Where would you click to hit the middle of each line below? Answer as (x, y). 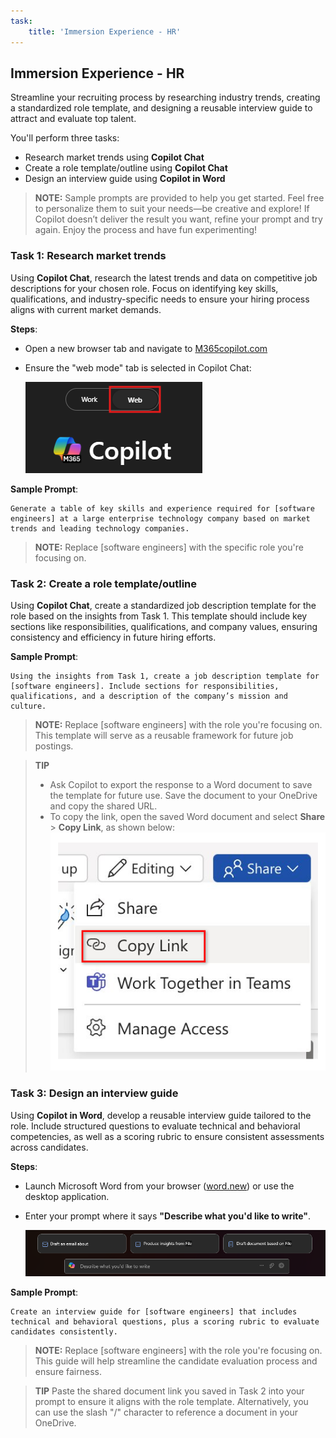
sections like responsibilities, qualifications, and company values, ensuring (164, 626)
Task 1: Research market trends (88, 256)
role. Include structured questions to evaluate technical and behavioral (155, 1126)
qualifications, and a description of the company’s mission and (149, 696)
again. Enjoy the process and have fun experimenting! (146, 230)
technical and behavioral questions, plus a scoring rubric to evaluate (165, 1322)
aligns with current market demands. (86, 309)
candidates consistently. (64, 1332)
